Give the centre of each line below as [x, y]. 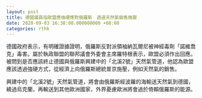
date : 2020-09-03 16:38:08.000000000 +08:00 [63, 23]
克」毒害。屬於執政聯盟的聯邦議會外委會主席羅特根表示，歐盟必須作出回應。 [101, 54]
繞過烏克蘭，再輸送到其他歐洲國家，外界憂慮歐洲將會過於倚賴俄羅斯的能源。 [101, 89]
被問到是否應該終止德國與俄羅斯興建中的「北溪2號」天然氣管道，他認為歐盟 [100, 61]
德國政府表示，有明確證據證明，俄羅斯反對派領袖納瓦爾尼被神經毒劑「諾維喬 [101, 46]
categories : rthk [28, 29]
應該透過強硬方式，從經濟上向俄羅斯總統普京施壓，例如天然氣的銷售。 [93, 69]
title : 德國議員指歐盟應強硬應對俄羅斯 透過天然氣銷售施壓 [72, 17]
